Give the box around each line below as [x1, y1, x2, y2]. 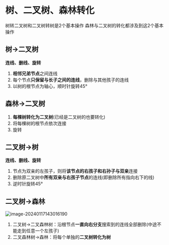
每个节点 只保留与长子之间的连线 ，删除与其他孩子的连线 [12, 77, 129, 83]
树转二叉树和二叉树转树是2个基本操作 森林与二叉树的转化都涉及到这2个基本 [5, 22, 164, 28]
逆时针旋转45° [12, 181, 43, 187]
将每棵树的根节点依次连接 [12, 120, 67, 126]
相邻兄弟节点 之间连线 [12, 70, 58, 76]
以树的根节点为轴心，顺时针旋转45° [12, 83, 88, 89]
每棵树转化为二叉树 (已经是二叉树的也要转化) [12, 114, 106, 120]
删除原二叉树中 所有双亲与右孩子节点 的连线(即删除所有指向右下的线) [12, 174, 155, 180]
